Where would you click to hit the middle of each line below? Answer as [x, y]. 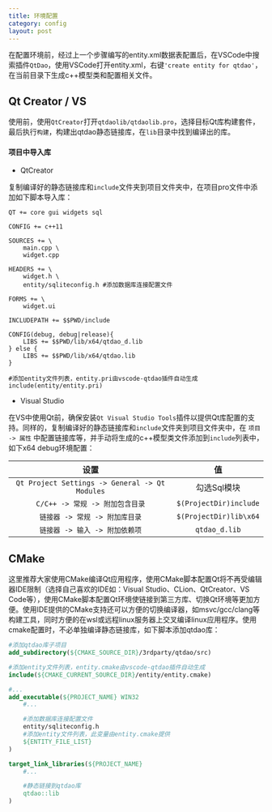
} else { [23, 349]
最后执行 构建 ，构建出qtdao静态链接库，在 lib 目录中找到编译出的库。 [122, 132]
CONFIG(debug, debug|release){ [61, 335]
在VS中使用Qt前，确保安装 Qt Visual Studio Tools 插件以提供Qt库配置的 [128, 417]
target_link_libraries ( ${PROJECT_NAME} [76, 764]
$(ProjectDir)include [218, 504]
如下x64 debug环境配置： [51, 448]
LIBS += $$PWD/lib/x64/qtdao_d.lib [83, 342]
